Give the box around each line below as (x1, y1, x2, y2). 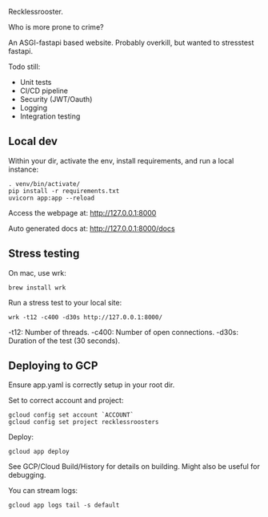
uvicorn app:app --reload (8, 194, 94, 202)
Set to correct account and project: (8, 396, 124, 406)
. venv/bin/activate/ (8, 180, 81, 188)
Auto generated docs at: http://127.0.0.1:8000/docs (8, 224, 175, 233)
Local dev (8, 135, 58, 148)
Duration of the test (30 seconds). (8, 336, 120, 345)
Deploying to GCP (8, 359, 98, 373)
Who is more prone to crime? (8, 22, 104, 31)
